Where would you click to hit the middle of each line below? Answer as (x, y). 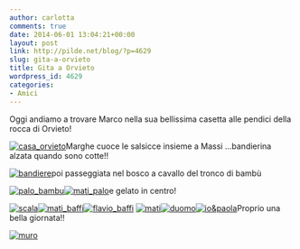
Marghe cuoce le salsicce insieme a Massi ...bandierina (169, 146)
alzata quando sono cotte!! (59, 155)
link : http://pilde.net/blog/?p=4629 (80, 51)
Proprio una (258, 207)
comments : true (38, 26)
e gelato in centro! (143, 190)
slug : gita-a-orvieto (50, 60)
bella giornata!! (37, 217)
